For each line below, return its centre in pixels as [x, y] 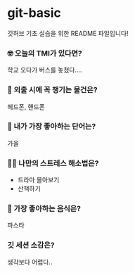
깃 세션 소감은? [31, 246]
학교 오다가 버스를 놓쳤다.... [45, 70]
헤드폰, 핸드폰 [26, 106]
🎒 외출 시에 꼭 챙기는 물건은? [52, 90]
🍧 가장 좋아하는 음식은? [44, 209]
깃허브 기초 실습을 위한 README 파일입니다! [68, 33]
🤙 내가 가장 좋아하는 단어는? [52, 127]
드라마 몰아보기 [38, 180]
